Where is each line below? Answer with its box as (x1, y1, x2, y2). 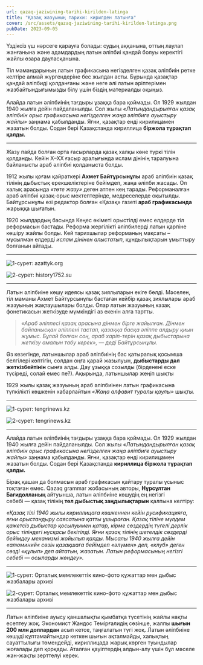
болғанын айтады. (6, 242, 53, 249)
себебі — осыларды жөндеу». (6, 554, 84, 562)
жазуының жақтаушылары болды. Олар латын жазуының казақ (6, 301, 170, 309)
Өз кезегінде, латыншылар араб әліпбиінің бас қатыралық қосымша (6, 351, 183, 358)
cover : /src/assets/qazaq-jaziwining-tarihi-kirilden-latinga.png (6, 20, 177, 26)
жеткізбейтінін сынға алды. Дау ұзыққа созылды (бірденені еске (6, 364, 176, 371)
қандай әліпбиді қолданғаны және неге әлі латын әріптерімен (6, 80, 166, 87)
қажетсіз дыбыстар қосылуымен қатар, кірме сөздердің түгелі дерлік (6, 522, 188, 529)
